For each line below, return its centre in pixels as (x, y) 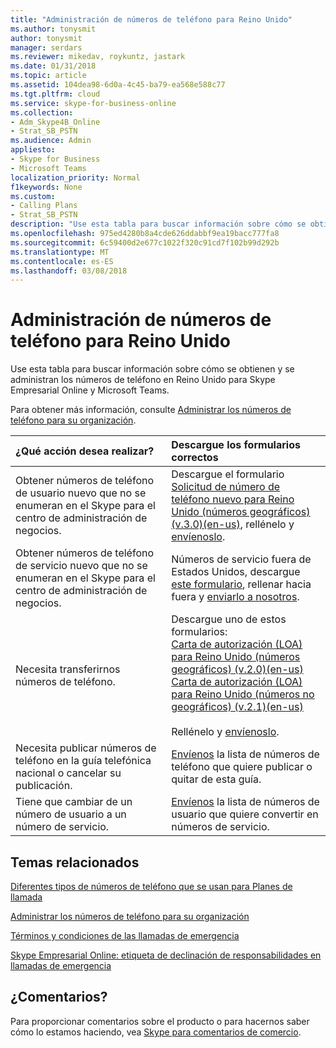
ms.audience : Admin (51, 141)
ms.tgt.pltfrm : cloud (55, 94)
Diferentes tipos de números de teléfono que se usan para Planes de (151, 886)
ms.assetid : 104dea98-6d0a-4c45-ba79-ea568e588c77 (118, 85)
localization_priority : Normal (75, 177)
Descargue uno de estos (229, 619)
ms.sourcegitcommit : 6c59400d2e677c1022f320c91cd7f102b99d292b (145, 242)
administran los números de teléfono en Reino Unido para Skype (143, 380)
